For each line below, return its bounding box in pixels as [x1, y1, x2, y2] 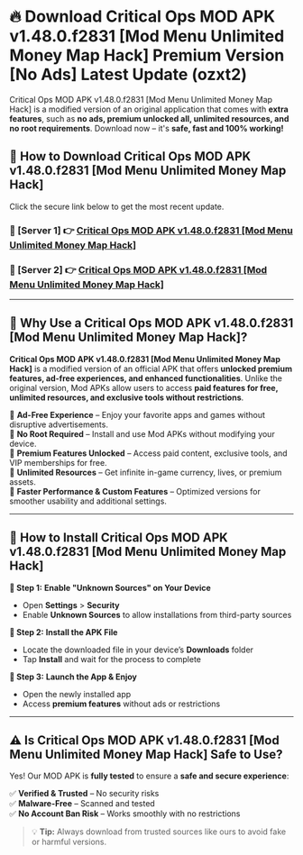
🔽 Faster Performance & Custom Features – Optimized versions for [9, 486, 262, 496]
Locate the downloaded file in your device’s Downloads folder [22, 644, 254, 655]
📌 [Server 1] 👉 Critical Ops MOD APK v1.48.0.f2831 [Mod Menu [9, 223, 293, 236]
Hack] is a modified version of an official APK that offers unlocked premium [9, 363, 293, 374]
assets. [9, 476, 36, 487]
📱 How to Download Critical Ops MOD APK [9, 149, 252, 164]
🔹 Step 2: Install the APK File [9, 626, 118, 637]
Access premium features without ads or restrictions [22, 698, 221, 709]
